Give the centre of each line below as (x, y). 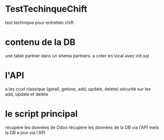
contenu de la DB (40, 42)
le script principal (41, 114)
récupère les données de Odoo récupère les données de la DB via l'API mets (82, 127)
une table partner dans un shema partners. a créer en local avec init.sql (77, 56)
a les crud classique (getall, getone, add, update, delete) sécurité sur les (78, 89)
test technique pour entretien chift (39, 22)
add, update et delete (27, 94)
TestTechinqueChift (46, 9)
